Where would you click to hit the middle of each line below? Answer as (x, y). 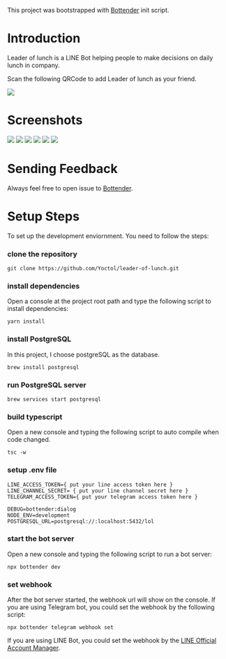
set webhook (30, 584)
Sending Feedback (62, 169)
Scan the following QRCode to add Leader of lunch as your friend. (102, 78)
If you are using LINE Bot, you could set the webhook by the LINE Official (112, 641)
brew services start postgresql (54, 399)
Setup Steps (44, 216)
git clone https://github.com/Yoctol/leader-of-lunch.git (93, 269)
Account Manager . (34, 648)
